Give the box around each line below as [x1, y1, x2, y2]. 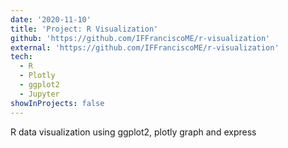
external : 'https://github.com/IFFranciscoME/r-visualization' [10, 42, 280, 53]
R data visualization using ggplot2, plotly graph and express [10, 126, 257, 138]
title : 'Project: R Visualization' [10, 24, 159, 34]
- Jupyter [19, 89, 60, 99]
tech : [10, 52, 33, 62]
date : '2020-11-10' [10, 14, 92, 25]
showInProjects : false [10, 98, 105, 108]
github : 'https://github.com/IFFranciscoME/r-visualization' [10, 33, 271, 43]
